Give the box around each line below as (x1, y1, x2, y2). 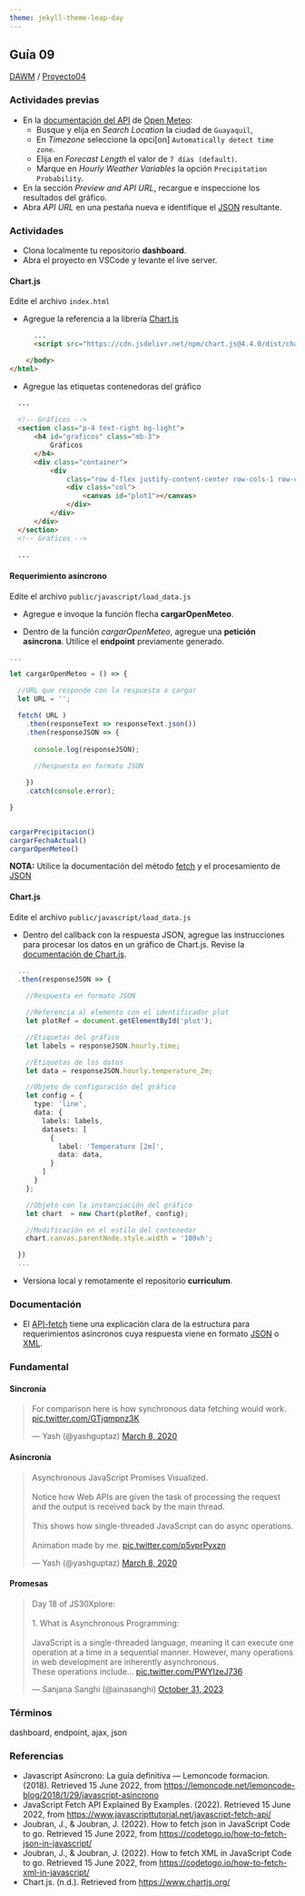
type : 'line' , (33, 1100, 88, 1109)
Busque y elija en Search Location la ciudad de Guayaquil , (35, 124, 254, 135)
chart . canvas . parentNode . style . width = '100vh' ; (25, 1234, 213, 1243)
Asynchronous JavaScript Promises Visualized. (31, 1472, 209, 1483)
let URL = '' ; (17, 695, 71, 704)
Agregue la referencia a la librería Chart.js (22, 313, 179, 324)
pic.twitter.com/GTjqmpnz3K (31, 1413, 140, 1425)
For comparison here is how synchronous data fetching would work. (31, 1404, 288, 1414)
